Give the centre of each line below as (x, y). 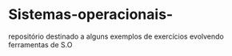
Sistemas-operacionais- (91, 15)
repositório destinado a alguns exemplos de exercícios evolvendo (116, 36)
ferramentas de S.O (40, 44)
